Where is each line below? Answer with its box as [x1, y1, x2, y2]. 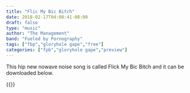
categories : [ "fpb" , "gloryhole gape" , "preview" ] [6, 47, 128, 53]
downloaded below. [6, 69, 54, 77]
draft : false [6, 19, 38, 25]
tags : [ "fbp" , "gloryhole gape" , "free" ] [6, 42, 104, 48]
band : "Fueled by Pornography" [6, 36, 83, 42]
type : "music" [6, 25, 41, 31]
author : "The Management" [6, 31, 69, 36]
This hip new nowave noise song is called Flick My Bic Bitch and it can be [6, 63, 184, 70]
